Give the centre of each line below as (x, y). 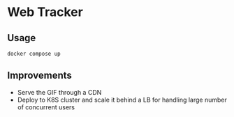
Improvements (39, 76)
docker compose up (34, 54)
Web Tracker (45, 12)
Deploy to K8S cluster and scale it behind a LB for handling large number (122, 100)
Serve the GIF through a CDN (59, 92)
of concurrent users (46, 107)
